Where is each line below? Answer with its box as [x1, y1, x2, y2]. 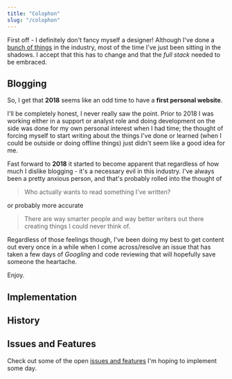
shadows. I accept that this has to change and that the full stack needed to [7, 50, 220, 59]
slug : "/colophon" [7, 17, 60, 24]
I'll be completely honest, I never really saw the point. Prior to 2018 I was [7, 109, 214, 118]
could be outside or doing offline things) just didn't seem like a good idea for [7, 139, 225, 148]
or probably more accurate [7, 202, 84, 210]
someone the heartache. [7, 258, 78, 266]
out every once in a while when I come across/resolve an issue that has [7, 243, 211, 252]
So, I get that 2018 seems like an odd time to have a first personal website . [7, 96, 223, 105]
